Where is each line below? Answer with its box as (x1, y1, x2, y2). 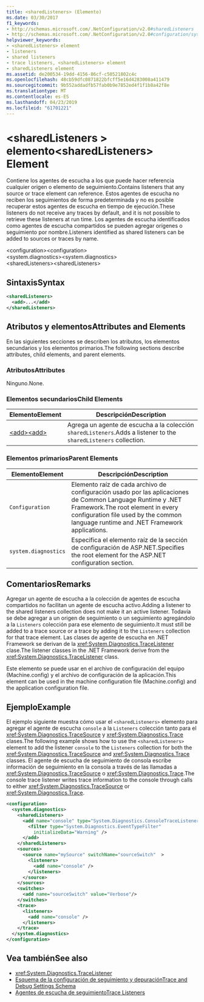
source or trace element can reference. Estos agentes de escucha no (6, 190, 180, 197)
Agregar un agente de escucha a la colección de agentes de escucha (6, 595, 180, 602)
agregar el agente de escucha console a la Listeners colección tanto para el (6, 724, 197, 732)
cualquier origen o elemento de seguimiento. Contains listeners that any (6, 184, 185, 191)
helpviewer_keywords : (6, 37, 61, 43)
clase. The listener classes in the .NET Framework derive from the (6, 647, 170, 654)
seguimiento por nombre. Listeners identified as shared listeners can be (6, 228, 185, 236)
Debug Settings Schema (15, 982, 76, 989)
